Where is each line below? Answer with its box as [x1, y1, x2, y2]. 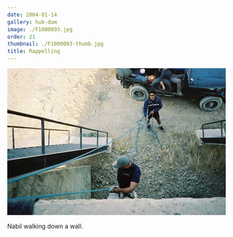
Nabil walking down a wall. [7, 222, 83, 230]
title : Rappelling [7, 48, 60, 55]
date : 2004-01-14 [7, 11, 58, 18]
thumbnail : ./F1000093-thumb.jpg [7, 40, 104, 48]
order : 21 [7, 33, 36, 40]
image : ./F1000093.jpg [7, 26, 73, 33]
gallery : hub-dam [7, 18, 58, 26]
